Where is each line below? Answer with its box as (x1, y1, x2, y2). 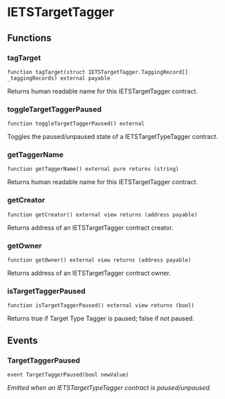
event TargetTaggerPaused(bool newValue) (7, 371, 130, 379)
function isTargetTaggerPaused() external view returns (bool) (7, 302, 195, 309)
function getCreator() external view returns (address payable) (7, 211, 198, 218)
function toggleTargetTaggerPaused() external (7, 120, 145, 128)
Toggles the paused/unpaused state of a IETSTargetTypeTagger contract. (7, 133, 218, 141)
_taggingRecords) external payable (7, 75, 111, 82)
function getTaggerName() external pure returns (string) (7, 165, 179, 173)
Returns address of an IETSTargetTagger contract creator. (7, 223, 174, 232)
